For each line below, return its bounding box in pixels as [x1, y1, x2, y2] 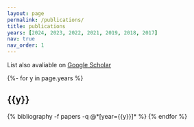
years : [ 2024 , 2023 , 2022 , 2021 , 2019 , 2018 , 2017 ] [7, 29, 158, 36]
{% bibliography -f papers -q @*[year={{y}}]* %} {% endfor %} [7, 112, 188, 120]
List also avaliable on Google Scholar [7, 61, 112, 69]
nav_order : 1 [7, 42, 45, 49]
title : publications [7, 23, 66, 30]
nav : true [7, 36, 36, 43]
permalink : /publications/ [7, 16, 84, 23]
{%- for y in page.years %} [7, 74, 84, 82]
